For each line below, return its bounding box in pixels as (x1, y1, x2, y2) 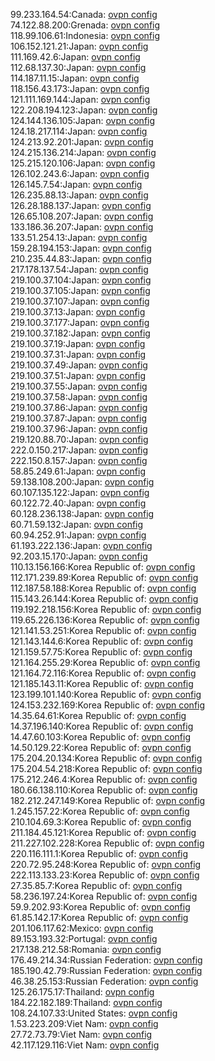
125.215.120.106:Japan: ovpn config (10, 157, 156, 169)
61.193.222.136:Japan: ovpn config (10, 540, 153, 551)
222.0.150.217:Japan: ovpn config (10, 444, 149, 456)
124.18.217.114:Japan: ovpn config (10, 125, 148, 137)
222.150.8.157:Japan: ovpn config (10, 455, 148, 466)
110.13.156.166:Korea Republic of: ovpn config (10, 561, 196, 573)
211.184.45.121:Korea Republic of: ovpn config (10, 827, 197, 838)
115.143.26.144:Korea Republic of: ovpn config (10, 593, 199, 604)
